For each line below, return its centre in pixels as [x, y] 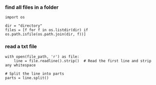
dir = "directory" [24, 26]
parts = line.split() [27, 78]
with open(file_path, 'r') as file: [42, 57]
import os [15, 17]
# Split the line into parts [35, 74]
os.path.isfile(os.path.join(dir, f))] [46, 34]
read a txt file [21, 47]
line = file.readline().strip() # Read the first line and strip [83, 61]
